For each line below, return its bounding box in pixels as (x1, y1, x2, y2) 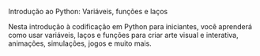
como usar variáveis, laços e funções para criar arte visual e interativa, (8, 31, 239, 39)
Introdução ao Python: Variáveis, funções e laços (8, 7, 168, 16)
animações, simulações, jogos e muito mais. (8, 39, 152, 48)
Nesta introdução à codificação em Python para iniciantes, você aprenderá (8, 22, 253, 31)
